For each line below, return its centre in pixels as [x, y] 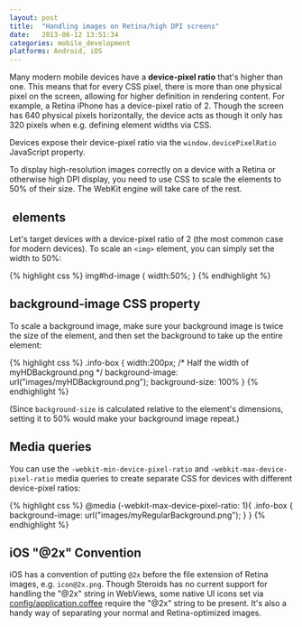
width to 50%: [36, 257]
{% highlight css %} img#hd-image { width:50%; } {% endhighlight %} [140, 276]
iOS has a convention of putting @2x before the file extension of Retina [139, 575]
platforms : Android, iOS [56, 51]
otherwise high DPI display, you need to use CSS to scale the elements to [146, 179]
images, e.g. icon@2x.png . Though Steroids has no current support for [138, 585]
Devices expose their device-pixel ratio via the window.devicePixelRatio [143, 143]
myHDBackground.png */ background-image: [94, 372]
